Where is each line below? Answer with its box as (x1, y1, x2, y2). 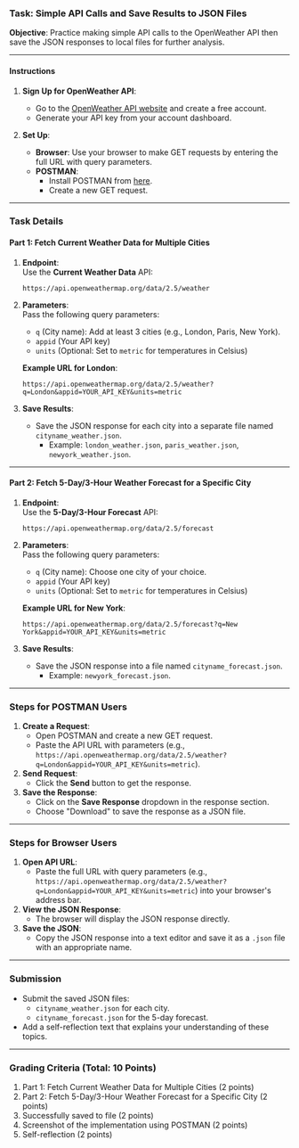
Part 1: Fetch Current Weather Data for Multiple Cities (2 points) (21, 1082, 255, 1093)
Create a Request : (21, 721, 91, 732)
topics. (21, 1030, 48, 1041)
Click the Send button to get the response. (35, 778, 192, 789)
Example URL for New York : (21, 603, 126, 613)
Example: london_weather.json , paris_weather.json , (48, 439, 239, 450)
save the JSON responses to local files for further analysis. (9, 37, 225, 47)
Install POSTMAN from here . (48, 175, 153, 185)
